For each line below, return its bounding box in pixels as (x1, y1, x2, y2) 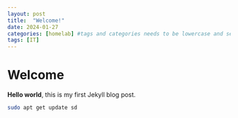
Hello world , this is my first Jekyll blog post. (7, 90, 136, 99)
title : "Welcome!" (7, 17, 65, 24)
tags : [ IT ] (7, 37, 40, 44)
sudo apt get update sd (7, 104, 78, 112)
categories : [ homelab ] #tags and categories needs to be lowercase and (7, 30, 223, 37)
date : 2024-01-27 (7, 23, 59, 30)
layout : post (7, 10, 46, 18)
